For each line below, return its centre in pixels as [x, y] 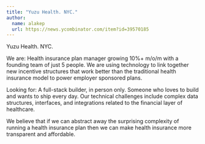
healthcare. [21, 109]
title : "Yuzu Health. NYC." [42, 12]
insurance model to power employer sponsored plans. [74, 78]
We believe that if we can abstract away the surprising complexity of [93, 121]
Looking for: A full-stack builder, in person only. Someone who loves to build [102, 90]
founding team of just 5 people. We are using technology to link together [98, 65]
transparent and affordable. [41, 134]
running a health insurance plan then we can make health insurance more [99, 128]
